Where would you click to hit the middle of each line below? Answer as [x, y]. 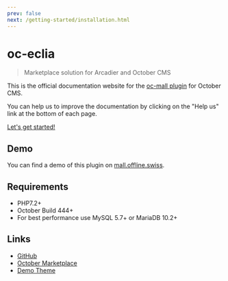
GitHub [27, 256]
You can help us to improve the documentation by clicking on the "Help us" [113, 106]
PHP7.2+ [29, 204]
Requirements [38, 187]
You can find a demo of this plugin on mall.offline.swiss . [86, 165]
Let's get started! [31, 127]
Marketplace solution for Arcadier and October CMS [97, 73]
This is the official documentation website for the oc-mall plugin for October [114, 86]
